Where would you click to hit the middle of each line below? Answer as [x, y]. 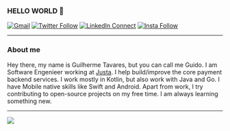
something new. [29, 101]
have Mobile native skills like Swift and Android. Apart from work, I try [105, 86]
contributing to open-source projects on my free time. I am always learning [113, 93]
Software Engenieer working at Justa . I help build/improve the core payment [115, 72]
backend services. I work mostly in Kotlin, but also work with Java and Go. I [114, 79]
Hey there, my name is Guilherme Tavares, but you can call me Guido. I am [112, 65]
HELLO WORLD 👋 [36, 11]
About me [24, 50]
